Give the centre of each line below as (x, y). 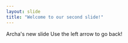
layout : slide (23, 11)
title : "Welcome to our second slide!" (55, 17)
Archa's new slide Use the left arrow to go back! (64, 34)
